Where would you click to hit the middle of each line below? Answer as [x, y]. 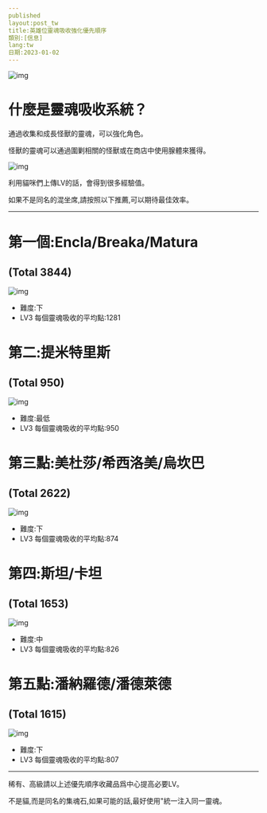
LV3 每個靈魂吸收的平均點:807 [69, 759]
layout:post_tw [33, 23]
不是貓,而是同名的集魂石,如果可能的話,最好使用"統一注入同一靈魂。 [117, 800]
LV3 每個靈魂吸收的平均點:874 [69, 538]
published [25, 16]
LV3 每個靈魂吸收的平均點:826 [69, 649]
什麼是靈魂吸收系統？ [78, 110]
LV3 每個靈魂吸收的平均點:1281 [70, 317]
